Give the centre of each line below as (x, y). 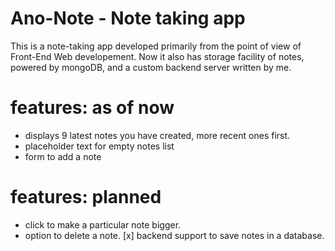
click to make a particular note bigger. (103, 224)
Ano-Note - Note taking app (128, 18)
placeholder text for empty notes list (99, 146)
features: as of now (92, 108)
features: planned (86, 197)
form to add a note (63, 156)
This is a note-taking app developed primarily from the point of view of (156, 46)
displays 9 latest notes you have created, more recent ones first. (157, 135)
